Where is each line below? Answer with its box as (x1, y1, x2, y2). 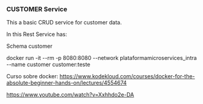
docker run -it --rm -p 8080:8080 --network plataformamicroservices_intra (6, 54, 197, 62)
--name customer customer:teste (6, 61, 91, 69)
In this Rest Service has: (6, 31, 67, 38)
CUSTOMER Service (6, 5, 67, 13)
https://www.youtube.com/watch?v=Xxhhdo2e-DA (6, 91, 134, 98)
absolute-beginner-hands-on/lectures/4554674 (6, 79, 127, 87)
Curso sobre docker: (6, 73, 58, 80)
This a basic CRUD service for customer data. (6, 19, 122, 26)
